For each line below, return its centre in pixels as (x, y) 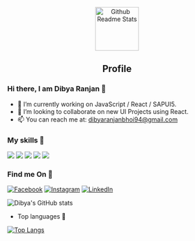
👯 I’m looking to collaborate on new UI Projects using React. (103, 111)
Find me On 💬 (30, 174)
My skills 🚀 (26, 140)
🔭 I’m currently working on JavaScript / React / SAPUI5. (97, 104)
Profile (117, 69)
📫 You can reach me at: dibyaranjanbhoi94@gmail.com (97, 119)
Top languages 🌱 (41, 217)
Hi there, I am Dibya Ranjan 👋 (57, 89)
